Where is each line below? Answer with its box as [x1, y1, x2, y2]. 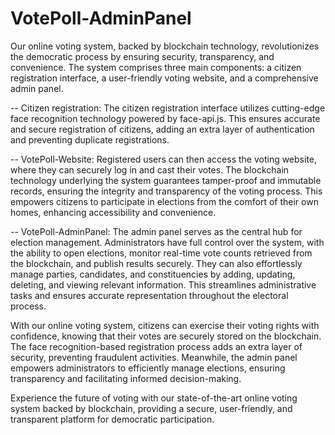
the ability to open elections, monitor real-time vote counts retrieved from [10, 247, 313, 259]
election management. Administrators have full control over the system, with [10, 236, 325, 248]
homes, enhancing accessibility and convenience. [10, 206, 217, 218]
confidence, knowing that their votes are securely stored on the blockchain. [10, 330, 322, 342]
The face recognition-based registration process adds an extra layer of [10, 340, 303, 352]
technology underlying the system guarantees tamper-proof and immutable [10, 174, 322, 186]
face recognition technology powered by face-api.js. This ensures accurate [10, 112, 321, 124]
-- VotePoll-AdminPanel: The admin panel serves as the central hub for [10, 225, 303, 237]
